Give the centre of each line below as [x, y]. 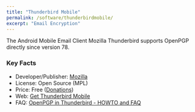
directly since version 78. [38, 47]
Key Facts [21, 63]
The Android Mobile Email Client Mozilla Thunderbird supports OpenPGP [98, 41]
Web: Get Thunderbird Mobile [53, 96]
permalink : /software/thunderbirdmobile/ [60, 18]
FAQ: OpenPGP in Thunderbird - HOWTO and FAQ [78, 102]
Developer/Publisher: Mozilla [51, 77]
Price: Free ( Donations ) [44, 89]
